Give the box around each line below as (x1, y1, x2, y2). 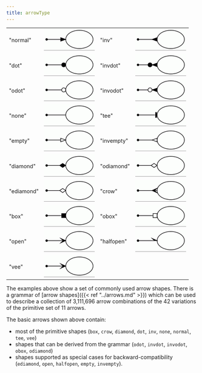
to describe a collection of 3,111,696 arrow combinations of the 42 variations (6, 298, 197, 305)
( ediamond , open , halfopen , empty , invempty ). (15, 360, 123, 368)
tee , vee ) (15, 334, 37, 341)
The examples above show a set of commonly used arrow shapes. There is (6, 285, 194, 292)
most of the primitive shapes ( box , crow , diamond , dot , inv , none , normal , (15, 328, 191, 335)
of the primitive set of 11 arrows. (6, 304, 86, 312)
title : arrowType (6, 10, 50, 16)
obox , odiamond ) (15, 347, 53, 355)
